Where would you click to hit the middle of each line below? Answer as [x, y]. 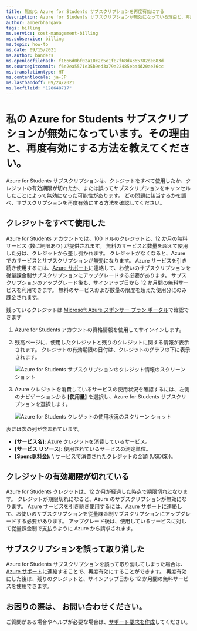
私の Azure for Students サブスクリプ [97, 119]
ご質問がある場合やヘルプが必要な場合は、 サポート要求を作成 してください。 [98, 622]
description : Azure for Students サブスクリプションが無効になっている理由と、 [96, 17]
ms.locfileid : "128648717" [39, 88]
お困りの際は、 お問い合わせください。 [76, 607]
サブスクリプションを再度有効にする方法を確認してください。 [91, 202]
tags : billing [23, 28]
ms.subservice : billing [35, 39]
